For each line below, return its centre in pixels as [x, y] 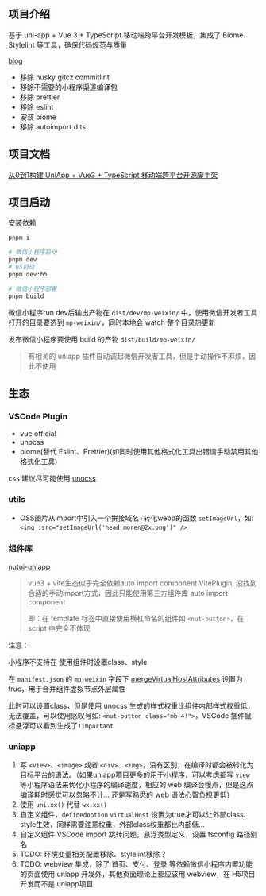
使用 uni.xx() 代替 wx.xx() [64, 805]
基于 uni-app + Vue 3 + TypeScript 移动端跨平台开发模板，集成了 [114, 35]
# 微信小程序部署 [33, 288]
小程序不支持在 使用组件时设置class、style [78, 662]
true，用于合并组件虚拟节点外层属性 [67, 689]
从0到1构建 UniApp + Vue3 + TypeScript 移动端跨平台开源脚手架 [113, 175]
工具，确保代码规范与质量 [85, 44]
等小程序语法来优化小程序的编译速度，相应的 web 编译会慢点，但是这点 [137, 785]
